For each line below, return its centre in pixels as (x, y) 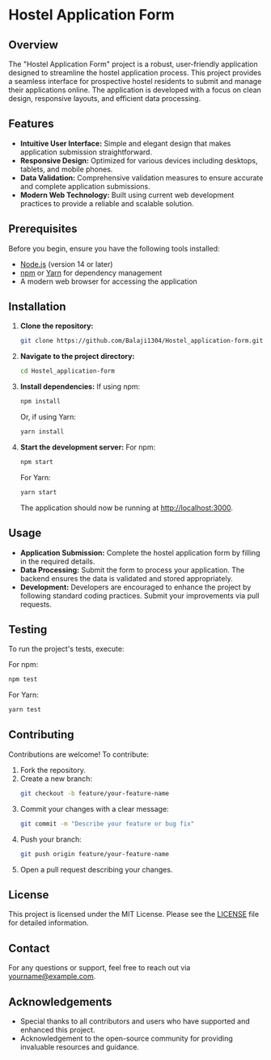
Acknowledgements (60, 1001)
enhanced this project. (57, 1029)
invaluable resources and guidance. (80, 1047)
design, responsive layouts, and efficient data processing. (105, 98)
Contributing (41, 735)
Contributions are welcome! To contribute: (79, 754)
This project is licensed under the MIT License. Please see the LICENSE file (134, 914)
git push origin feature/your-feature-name (95, 854)
